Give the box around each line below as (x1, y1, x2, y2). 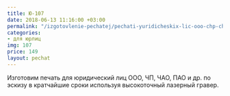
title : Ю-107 (7, 10, 44, 17)
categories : (7, 29, 41, 36)
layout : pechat (7, 55, 51, 62)
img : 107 (7, 42, 32, 49)
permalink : (7, 23, 38, 29)
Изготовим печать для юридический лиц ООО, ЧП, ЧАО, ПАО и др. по (7, 73, 211, 82)
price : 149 (7, 49, 38, 56)
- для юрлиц (7, 36, 41, 43)
